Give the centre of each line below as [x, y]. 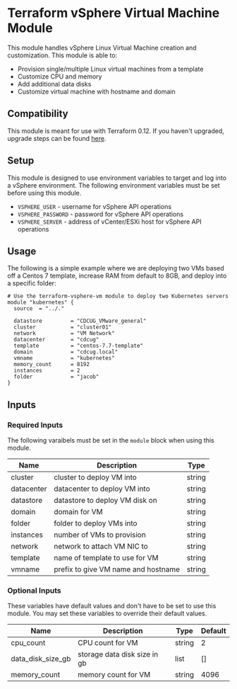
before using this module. [44, 193]
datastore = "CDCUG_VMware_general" [80, 321]
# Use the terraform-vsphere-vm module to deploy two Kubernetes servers [118, 296]
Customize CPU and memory [60, 76]
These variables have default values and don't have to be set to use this [112, 606]
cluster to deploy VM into [96, 477]
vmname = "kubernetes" [64, 358]
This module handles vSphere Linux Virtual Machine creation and [102, 47]
